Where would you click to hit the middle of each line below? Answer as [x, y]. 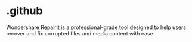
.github [24, 11]
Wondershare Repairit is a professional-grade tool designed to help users [96, 27]
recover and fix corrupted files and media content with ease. [80, 33]
